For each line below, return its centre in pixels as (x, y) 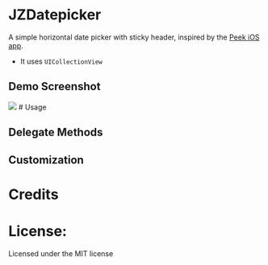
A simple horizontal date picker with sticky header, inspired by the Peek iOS (134, 37)
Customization (46, 160)
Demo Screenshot (54, 87)
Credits (33, 194)
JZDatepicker (55, 15)
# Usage (32, 107)
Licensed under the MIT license (61, 253)
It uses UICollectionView (61, 61)
